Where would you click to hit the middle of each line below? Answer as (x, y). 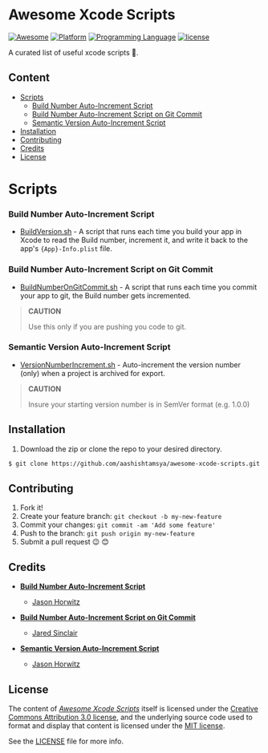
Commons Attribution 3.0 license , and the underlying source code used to (130, 717)
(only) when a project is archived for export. (93, 373)
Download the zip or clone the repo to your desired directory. (121, 449)
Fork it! (32, 508)
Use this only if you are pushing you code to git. (107, 326)
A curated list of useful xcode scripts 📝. (73, 52)
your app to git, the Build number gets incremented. (105, 295)
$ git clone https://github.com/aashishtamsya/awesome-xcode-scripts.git (134, 464)
